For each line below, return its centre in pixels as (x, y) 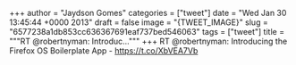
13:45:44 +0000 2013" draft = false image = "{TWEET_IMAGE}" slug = (139, 22)
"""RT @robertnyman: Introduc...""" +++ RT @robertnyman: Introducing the (148, 41)
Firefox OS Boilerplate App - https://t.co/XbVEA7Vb (104, 51)
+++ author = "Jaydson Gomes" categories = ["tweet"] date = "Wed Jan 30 (148, 13)
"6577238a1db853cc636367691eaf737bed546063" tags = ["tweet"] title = (147, 32)
